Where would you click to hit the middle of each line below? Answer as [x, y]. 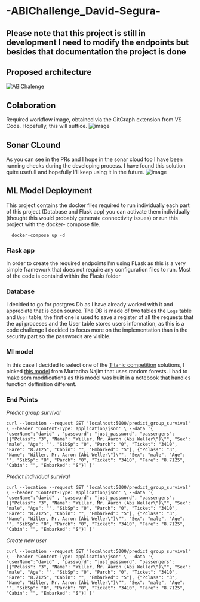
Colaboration [31, 105]
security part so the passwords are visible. [59, 336]
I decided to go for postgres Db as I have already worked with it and [90, 305]
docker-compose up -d [39, 235]
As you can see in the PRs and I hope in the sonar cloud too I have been [95, 159]
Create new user [27, 540]
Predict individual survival [38, 476]
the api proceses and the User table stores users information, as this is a [95, 324]
